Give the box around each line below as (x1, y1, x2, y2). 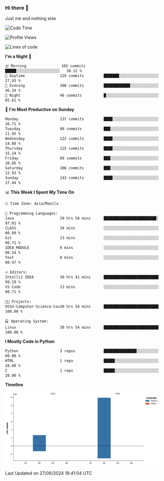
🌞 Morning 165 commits (5, 64, 86, 69)
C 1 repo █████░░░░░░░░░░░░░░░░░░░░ (5, 368, 159, 373)
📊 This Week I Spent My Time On (5, 189, 74, 195)
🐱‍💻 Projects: (5, 299, 32, 304)
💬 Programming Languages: (5, 211, 58, 216)
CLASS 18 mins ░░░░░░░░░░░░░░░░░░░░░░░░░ (5, 226, 159, 231)
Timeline (5, 382, 23, 388)
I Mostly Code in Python (5, 338, 55, 345)
